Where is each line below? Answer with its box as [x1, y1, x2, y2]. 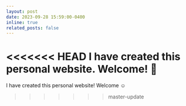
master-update [108, 93, 144, 100]
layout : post [6, 8, 38, 15]
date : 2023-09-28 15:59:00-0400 [6, 14, 85, 20]
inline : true [6, 19, 38, 25]
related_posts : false [6, 25, 59, 31]
